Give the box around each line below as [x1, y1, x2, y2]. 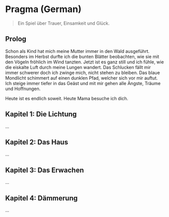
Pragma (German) [5, 4, 82, 15]
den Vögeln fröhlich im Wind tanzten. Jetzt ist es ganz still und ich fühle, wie [5, 59, 164, 65]
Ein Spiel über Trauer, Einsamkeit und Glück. [17, 20, 110, 26]
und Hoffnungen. [5, 86, 41, 92]
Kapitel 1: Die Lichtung [5, 110, 77, 119]
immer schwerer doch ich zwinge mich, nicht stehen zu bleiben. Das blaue [5, 69, 160, 76]
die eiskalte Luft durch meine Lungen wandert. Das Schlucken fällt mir [5, 64, 151, 70]
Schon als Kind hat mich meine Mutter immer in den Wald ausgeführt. [5, 48, 150, 54]
